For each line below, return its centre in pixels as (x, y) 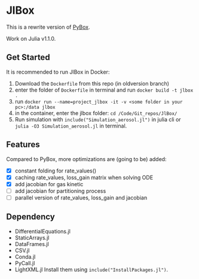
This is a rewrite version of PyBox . (48, 27)
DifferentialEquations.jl (42, 231)
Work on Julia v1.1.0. (31, 38)
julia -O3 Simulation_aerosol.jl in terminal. (71, 126)
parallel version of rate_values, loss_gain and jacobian (81, 198)
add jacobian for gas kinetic (49, 184)
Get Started (28, 57)
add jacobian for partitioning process (60, 191)
